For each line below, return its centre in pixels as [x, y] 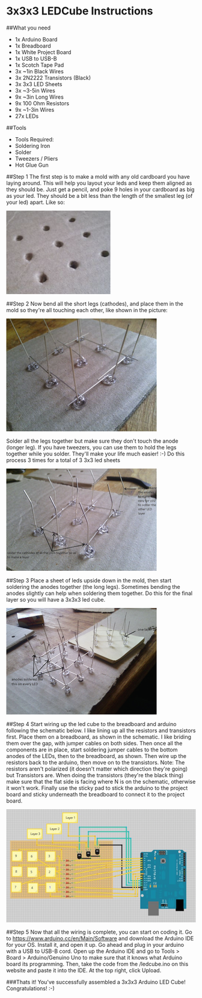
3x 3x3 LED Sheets [38, 84]
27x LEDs [27, 116]
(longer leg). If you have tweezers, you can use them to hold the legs [91, 447]
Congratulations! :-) [31, 988]
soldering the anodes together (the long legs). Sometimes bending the [93, 587]
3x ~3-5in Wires [35, 90]
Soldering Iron [32, 146]
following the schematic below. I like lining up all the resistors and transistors [101, 730]
